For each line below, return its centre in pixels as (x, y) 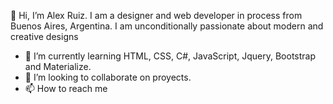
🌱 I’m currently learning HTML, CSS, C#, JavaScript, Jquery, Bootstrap (170, 56)
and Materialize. (58, 66)
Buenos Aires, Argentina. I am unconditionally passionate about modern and (167, 26)
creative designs (44, 36)
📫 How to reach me (66, 88)
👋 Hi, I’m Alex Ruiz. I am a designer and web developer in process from (156, 15)
